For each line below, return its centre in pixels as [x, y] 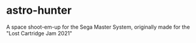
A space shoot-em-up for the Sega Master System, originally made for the [98, 27]
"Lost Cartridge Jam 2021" [39, 33]
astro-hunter [39, 10]
